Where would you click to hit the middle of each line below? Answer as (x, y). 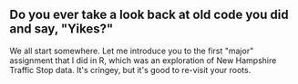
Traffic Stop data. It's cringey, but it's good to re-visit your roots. (130, 70)
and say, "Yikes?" (62, 29)
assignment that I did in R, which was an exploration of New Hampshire (143, 60)
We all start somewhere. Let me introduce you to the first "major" (132, 51)
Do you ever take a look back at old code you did (149, 15)
